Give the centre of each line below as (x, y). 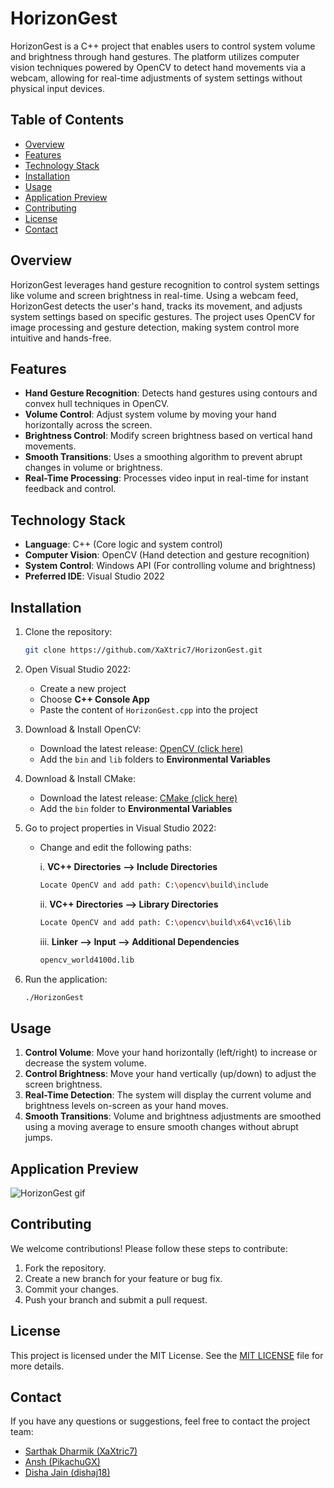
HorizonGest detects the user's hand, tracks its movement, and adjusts (156, 306)
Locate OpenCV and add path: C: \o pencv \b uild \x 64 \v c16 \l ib (165, 922)
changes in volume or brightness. (93, 468)
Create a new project (83, 688)
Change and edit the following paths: (115, 847)
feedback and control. (70, 489)
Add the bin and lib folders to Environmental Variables (155, 759)
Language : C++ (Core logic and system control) (123, 544)
